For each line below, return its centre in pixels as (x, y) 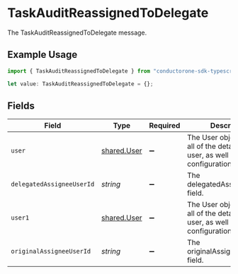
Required (165, 126)
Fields (21, 106)
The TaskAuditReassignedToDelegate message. (77, 32)
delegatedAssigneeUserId (53, 184)
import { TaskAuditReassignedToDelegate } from (79, 71)
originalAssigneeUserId (51, 251)
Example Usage (42, 55)
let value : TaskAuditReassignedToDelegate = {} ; (80, 84)
